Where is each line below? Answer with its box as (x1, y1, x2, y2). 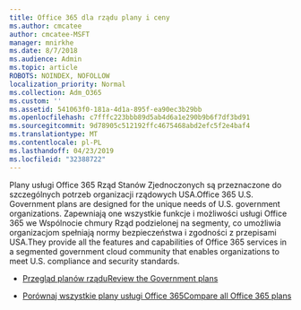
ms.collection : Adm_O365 (9, 88, 102, 97)
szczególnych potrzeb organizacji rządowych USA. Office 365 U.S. (9, 189, 254, 200)
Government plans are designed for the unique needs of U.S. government (9, 198, 280, 209)
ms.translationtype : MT (9, 130, 99, 139)
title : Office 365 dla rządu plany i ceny (9, 13, 170, 22)
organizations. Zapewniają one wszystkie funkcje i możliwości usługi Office (9, 208, 288, 219)
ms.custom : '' (9, 96, 63, 106)
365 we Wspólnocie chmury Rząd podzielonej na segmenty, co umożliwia (9, 217, 281, 228)
